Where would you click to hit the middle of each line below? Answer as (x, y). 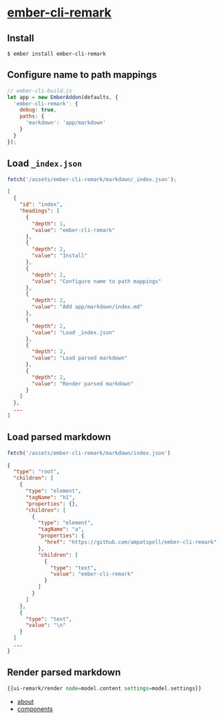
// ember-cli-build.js (40, 91)
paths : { (32, 116)
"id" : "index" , (41, 204)
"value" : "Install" (60, 256)
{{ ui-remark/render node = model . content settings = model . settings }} (104, 688)
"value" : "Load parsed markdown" (80, 358)
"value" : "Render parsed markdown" (83, 383)
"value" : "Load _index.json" (74, 332)
